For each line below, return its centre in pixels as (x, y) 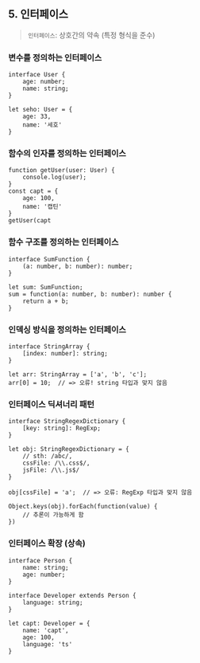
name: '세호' (42, 125)
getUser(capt (30, 221)
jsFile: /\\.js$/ (51, 470)
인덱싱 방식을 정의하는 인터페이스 (67, 329)
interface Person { (40, 560)
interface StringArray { (49, 347)
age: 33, (37, 117)
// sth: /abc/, (48, 457)
